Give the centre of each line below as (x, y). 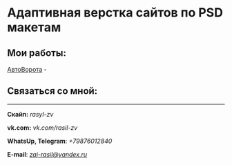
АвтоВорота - (27, 69)
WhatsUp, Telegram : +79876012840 (60, 141)
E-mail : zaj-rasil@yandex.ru (47, 154)
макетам (34, 27)
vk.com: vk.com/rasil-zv (42, 127)
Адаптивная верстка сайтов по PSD (115, 13)
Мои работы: (37, 53)
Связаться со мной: (52, 91)
